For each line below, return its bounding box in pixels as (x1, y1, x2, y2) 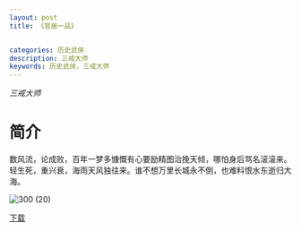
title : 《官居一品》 (9, 21, 78, 30)
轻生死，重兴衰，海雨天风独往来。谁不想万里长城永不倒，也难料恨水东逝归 (9, 165, 284, 175)
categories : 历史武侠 (9, 46, 85, 55)
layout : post (9, 13, 58, 22)
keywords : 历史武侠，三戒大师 (9, 62, 110, 72)
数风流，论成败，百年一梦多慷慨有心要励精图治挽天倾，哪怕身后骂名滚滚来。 (9, 154, 292, 165)
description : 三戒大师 (9, 54, 89, 63)
